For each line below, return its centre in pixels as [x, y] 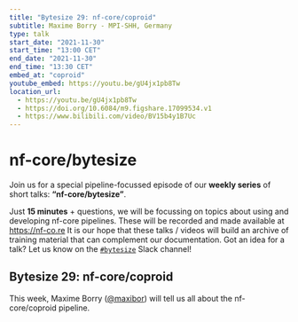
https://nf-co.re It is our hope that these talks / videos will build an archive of [149, 231]
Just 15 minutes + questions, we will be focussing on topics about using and [149, 212]
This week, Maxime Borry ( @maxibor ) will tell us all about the [121, 298]
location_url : [35, 91]
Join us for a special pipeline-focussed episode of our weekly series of [140, 185]
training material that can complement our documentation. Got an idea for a [147, 240]
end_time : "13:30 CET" [51, 67]
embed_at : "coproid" [47, 75]
